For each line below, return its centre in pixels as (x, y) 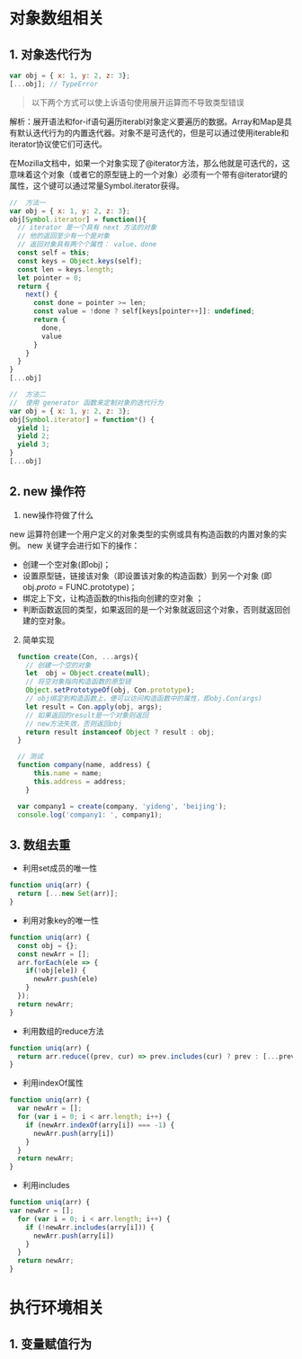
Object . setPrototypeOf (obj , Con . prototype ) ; (110, 690)
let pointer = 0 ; (50, 278)
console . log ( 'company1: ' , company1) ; (90, 815)
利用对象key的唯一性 (60, 920)
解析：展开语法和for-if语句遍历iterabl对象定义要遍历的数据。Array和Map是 (147, 121)
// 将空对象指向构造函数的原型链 (79, 682)
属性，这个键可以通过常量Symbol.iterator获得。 (97, 185)
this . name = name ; (67, 773)
